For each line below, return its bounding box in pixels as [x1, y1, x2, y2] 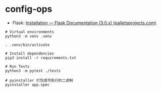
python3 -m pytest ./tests [5, 68, 61, 73]
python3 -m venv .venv [5, 34, 52, 39]
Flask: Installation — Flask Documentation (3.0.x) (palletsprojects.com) [12, 20, 157, 26]
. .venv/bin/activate [5, 42, 50, 47]
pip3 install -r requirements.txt [5, 55, 77, 60]
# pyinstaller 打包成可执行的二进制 [5, 78, 73, 83]
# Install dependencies [5, 51, 54, 56]
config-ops [5, 3, 53, 15]
